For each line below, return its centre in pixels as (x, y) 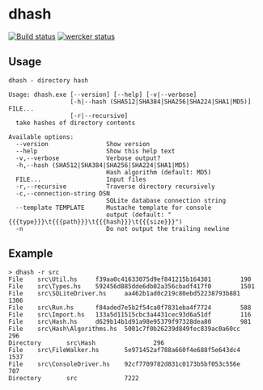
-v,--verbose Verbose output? (88, 158)
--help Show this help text (95, 151)
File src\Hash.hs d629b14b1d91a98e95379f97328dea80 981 (130, 321)
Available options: (41, 137)
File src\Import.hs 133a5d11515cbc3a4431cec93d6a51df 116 (130, 315)
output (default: (135, 215)
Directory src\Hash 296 (86, 343)
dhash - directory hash (49, 80)
